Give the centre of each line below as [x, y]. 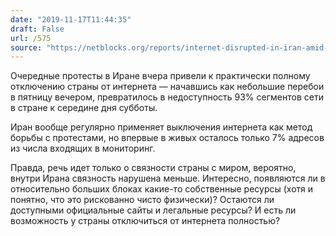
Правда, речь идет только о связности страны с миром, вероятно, [153, 168]
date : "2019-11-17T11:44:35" [71, 19]
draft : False [37, 29]
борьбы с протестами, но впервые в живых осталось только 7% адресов [167, 138]
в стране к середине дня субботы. [84, 108]
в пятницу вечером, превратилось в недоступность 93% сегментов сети [167, 97]
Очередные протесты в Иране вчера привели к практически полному [160, 76]
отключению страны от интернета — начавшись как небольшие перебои [167, 87]
